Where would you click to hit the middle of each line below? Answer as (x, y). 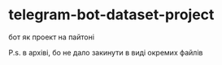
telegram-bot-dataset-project (111, 15)
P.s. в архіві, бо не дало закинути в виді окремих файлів (106, 52)
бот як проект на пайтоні (52, 37)
